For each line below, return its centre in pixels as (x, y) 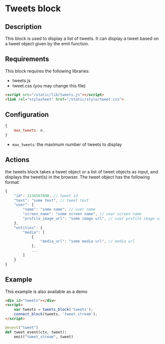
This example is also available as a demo (46, 291)
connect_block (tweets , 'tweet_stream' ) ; (56, 314)
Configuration (27, 114)
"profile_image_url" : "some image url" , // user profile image (89, 219)
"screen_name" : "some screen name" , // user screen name (82, 214)
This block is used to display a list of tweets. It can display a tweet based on (82, 38)
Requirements (27, 59)
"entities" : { (28, 228)
